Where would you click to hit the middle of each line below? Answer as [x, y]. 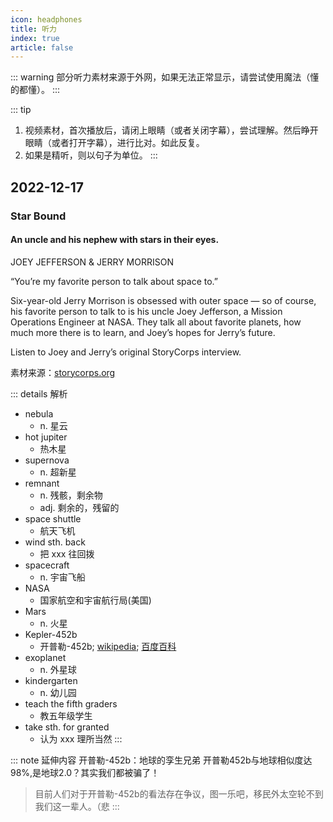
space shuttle [53, 518]
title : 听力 [33, 29]
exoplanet [45, 657]
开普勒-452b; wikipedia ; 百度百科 [108, 646]
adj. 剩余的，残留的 [79, 507]
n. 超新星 [58, 472]
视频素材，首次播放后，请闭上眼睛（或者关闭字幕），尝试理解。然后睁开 [171, 130]
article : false [42, 47]
